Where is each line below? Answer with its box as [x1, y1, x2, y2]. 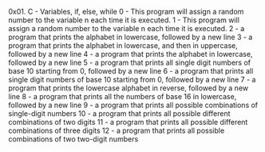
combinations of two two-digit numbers [8, 134, 139, 143]
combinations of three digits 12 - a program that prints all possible [8, 126, 225, 135]
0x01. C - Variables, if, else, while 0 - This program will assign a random [8, 7, 244, 16]
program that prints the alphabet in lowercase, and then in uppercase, [8, 41, 238, 50]
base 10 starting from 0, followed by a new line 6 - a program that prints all [8, 66, 254, 75]
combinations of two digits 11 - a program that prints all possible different [8, 118, 248, 126]
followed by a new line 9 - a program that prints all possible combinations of [8, 100, 259, 110]
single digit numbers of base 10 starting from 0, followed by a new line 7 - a [8, 75, 256, 84]
